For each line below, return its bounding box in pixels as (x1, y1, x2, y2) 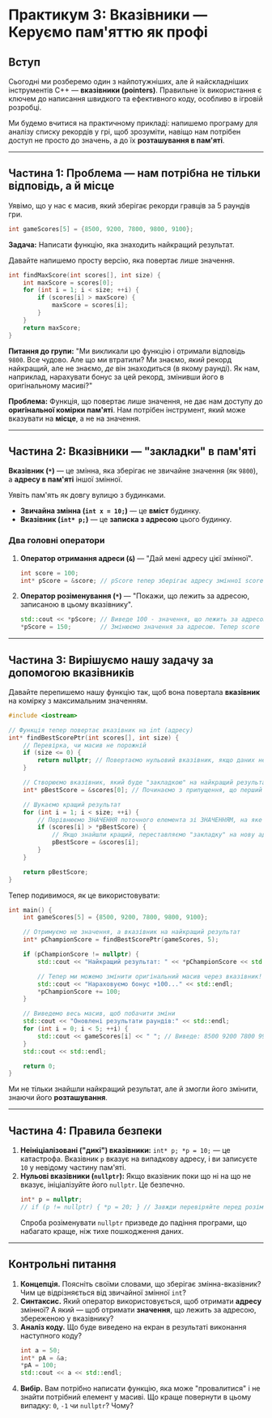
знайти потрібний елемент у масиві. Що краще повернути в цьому (19, 1392, 252, 1402)
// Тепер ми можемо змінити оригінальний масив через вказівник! (37, 972, 263, 980)
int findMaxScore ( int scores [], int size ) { (8, 271, 161, 279)
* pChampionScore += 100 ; (37, 987, 121, 996)
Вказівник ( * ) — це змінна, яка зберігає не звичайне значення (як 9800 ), (8, 466, 258, 476)
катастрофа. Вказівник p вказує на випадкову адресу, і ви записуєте (19, 1154, 257, 1164)
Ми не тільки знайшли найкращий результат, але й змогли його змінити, (8, 1084, 259, 1094)
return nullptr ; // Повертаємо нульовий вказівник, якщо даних (37, 756, 255, 765)
